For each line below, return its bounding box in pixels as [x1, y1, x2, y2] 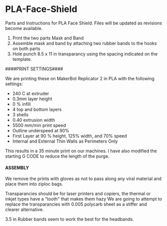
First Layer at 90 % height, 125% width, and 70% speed [12, 133, 127, 139]
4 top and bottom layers [12, 106, 62, 112]
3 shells [12, 111, 29, 118]
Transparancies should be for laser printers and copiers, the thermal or [5, 191, 151, 197]
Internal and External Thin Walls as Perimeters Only [12, 138, 118, 144]
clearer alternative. [5, 207, 44, 213]
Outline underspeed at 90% [12, 127, 70, 133]
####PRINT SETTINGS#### [5, 66, 63, 72]
